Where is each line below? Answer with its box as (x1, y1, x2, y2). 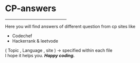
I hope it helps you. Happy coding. (5, 52, 75, 58)
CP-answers (5, 3, 56, 14)
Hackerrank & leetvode (12, 38, 58, 44)
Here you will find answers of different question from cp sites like (5, 23, 136, 29)
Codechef (12, 32, 33, 39)
